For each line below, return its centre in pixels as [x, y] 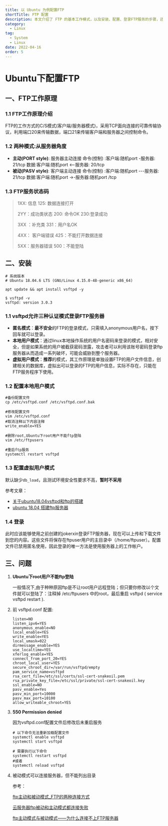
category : [15, 24]
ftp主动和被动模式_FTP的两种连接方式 [51, 796]
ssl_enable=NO [27, 685]
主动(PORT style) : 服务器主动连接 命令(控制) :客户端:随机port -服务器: [84, 158]
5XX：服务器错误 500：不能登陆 [50, 246]
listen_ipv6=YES [29, 624]
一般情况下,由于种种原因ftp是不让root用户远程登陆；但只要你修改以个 [83, 587]
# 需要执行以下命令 [30, 751]
